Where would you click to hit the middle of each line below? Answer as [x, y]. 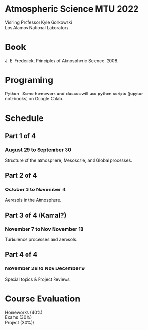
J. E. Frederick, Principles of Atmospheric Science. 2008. [62, 60]
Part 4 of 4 [21, 255]
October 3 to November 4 [35, 189]
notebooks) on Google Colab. [34, 98]
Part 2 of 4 [21, 176]
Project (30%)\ [20, 322]
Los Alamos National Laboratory [37, 27]
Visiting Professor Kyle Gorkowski [39, 22]
